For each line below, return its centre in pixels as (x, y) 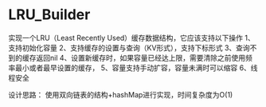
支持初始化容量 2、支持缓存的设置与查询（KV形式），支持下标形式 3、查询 (129, 48)
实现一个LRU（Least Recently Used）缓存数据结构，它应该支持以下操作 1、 (131, 38)
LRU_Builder (49, 15)
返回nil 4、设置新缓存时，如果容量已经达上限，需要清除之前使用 (141, 57)
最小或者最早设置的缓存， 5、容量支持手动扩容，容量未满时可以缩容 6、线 (136, 67)
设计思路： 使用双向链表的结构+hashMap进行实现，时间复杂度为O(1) (121, 94)
